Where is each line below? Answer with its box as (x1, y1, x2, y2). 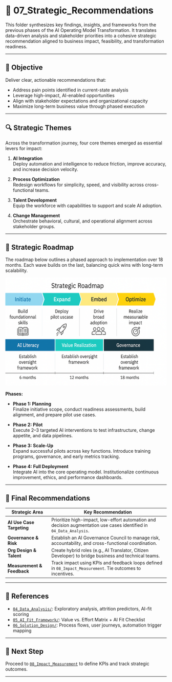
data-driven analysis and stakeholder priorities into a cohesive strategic (5, 32, 157, 39)
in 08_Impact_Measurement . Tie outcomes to (51, 565, 141, 572)
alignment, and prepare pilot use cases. (12, 412, 96, 418)
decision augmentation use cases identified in (51, 522, 148, 528)
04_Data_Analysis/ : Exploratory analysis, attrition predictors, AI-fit (12, 605, 152, 612)
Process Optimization (12, 176, 60, 182)
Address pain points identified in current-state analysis (12, 87, 129, 93)
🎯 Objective (5, 63, 43, 72)
